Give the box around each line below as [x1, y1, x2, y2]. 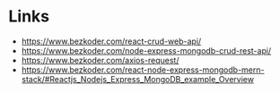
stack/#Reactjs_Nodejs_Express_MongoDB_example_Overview [21, 73, 255, 84]
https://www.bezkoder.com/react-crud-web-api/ [21, 36, 202, 46]
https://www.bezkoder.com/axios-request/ [21, 55, 179, 65]
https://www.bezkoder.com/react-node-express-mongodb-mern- [21, 64, 265, 75]
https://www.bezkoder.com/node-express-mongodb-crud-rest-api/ [21, 45, 272, 55]
